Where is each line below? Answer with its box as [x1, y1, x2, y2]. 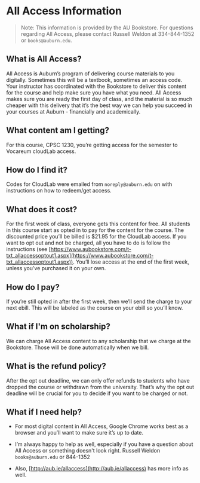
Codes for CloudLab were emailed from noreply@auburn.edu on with [6, 181, 173, 188]
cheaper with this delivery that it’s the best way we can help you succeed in [6, 102, 193, 109]
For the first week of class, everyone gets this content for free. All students [6, 220, 190, 228]
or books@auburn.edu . [20, 36, 72, 44]
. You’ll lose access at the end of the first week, [72, 258, 190, 265]
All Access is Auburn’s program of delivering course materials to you [6, 70, 175, 77]
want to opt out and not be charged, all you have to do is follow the [6, 239, 171, 246]
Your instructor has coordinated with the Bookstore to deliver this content [6, 82, 187, 90]
